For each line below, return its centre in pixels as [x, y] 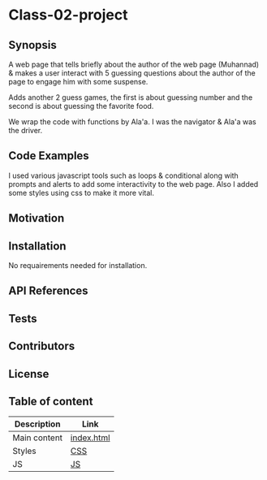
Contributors [42, 346]
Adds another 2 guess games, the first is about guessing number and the [131, 97]
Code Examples [49, 156]
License [29, 374]
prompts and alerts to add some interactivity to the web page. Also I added [133, 184]
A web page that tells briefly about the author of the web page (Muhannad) [134, 64]
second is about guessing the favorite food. [81, 106]
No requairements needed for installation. [78, 266]
